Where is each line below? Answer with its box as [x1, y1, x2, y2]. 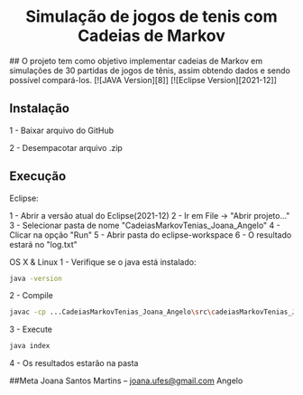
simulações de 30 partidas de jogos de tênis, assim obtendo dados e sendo [9, 65, 290, 76]
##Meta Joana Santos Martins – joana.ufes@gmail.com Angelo [9, 375, 243, 386]
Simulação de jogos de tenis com [25, 6, 278, 27]
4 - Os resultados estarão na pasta [9, 358, 139, 369]
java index [9, 342, 50, 351]
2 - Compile [9, 290, 54, 301]
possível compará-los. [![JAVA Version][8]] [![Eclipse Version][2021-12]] [9, 74, 277, 85]
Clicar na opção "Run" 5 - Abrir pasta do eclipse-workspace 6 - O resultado [9, 229, 292, 240]
